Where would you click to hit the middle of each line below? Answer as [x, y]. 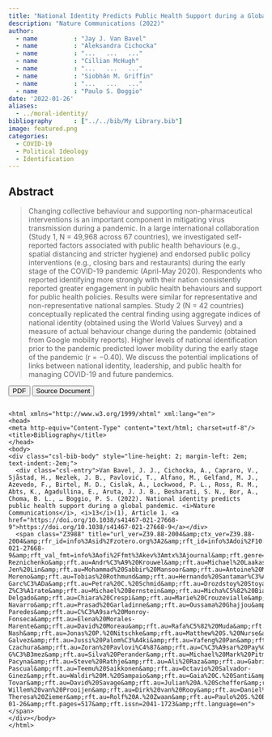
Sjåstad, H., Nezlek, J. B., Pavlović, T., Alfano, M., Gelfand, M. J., [134, 478]
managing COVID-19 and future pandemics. [101, 375]
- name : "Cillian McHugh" [77, 61]
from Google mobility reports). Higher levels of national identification [142, 340]
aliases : [23, 106]
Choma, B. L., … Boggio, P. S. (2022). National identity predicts [125, 499]
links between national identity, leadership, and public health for [135, 366]
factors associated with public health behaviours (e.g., [150, 246]
